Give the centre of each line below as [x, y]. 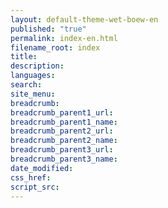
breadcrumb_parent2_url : [62, 131]
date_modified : [42, 168]
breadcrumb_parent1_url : [62, 112]
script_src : [35, 187]
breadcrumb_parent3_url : [62, 150]
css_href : [31, 177]
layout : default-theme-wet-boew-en [84, 19]
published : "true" [48, 29]
